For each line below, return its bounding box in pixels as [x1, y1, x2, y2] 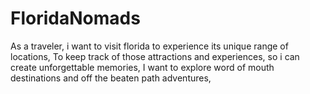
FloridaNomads [10, 7, 141, 30]
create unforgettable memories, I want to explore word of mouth [10, 61, 275, 73]
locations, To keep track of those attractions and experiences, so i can [10, 50, 300, 62]
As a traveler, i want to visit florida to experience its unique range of [10, 40, 289, 52]
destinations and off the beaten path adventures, [10, 72, 212, 84]
